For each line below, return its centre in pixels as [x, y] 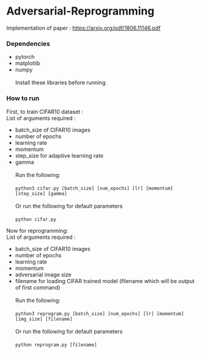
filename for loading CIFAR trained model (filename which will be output [105, 281]
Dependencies [28, 44]
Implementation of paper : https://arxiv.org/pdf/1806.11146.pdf [83, 28]
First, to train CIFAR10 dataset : [45, 112]
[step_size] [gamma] [41, 193]
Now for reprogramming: [37, 230]
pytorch [25, 57]
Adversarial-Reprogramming [80, 11]
